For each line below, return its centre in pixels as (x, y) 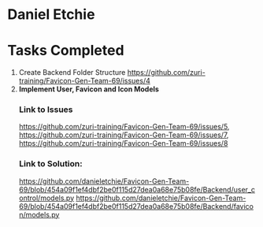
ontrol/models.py (46, 198)
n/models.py (39, 214)
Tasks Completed (66, 51)
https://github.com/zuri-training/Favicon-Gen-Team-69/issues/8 (123, 143)
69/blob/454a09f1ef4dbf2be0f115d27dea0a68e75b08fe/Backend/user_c (137, 189)
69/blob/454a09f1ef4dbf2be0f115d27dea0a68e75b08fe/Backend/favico (136, 206)
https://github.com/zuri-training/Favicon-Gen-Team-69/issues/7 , (124, 135)
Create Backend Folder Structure (72, 73)
